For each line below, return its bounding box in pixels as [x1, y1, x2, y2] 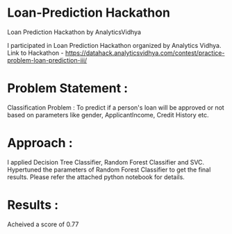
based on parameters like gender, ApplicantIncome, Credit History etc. [7, 110, 210, 119]
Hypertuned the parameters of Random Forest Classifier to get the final [7, 165, 211, 174]
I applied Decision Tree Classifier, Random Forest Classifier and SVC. [7, 158, 205, 166]
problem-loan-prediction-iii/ [7, 56, 88, 64]
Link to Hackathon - [7, 49, 64, 57]
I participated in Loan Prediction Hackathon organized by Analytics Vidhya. [7, 41, 222, 49]
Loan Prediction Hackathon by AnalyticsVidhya [7, 28, 141, 36]
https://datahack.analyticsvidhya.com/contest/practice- [65, 49, 225, 57]
